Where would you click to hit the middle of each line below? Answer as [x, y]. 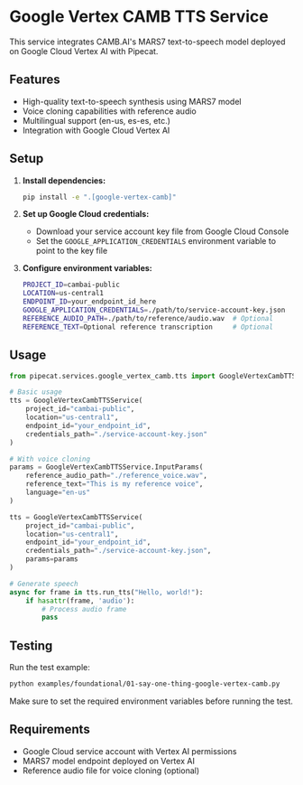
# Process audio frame [84, 609]
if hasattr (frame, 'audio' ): [80, 601]
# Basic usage [36, 392]
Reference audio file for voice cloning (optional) [111, 771]
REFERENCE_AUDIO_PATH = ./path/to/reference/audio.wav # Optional [147, 318]
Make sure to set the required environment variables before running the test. [151, 701]
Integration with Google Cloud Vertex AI [96, 130]
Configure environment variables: [87, 268]
